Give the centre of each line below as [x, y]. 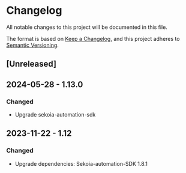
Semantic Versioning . [32, 45]
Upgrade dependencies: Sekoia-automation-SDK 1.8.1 [81, 163]
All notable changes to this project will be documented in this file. [87, 27]
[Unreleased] [31, 64]
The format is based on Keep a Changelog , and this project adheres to [93, 38]
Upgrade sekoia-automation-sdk [55, 115]
